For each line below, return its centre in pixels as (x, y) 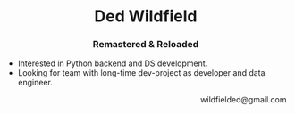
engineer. (35, 83)
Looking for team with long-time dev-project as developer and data (141, 73)
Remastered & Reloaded (146, 45)
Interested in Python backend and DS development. (113, 63)
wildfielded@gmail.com (244, 100)
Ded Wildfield (146, 16)
